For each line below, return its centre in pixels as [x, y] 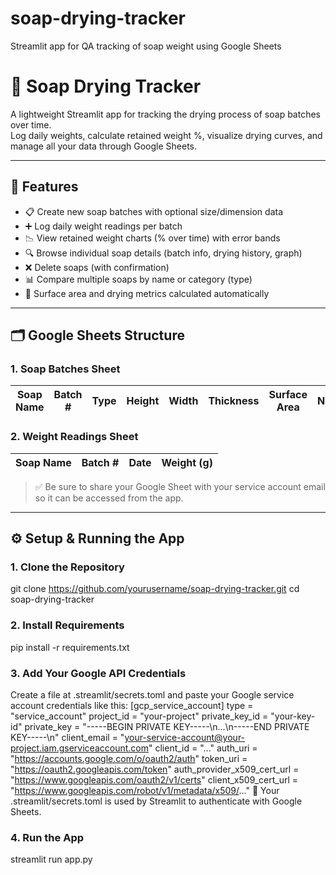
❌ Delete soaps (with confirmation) [97, 267]
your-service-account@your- [185, 737]
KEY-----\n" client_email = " [67, 737]
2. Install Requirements [67, 625]
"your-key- [293, 716]
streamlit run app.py [51, 859]
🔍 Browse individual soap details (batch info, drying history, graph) [163, 253]
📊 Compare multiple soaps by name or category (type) [138, 279]
